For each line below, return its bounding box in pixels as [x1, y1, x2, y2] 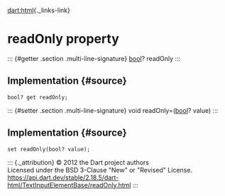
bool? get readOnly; [7, 94, 69, 101]
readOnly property [7, 31, 119, 47]
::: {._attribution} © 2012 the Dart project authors [7, 158, 149, 166]
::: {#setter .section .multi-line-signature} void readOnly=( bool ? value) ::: [7, 106, 219, 114]
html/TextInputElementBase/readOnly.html [7, 180, 131, 189]
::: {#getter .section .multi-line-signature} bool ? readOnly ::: [7, 54, 181, 62]
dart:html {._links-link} [7, 6, 71, 14]
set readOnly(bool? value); [7, 146, 91, 153]
